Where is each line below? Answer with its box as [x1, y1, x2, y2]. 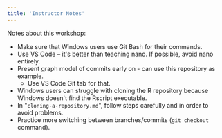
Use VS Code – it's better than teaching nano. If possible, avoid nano [17, 50, 214, 58]
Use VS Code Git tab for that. [27, 79, 111, 87]
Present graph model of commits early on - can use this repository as [17, 64, 216, 72]
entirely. [17, 57, 41, 66]
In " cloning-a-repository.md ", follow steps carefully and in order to [17, 101, 209, 109]
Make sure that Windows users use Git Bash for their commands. [17, 42, 203, 50]
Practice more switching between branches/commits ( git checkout [17, 115, 210, 124]
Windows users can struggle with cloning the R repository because [17, 86, 209, 95]
